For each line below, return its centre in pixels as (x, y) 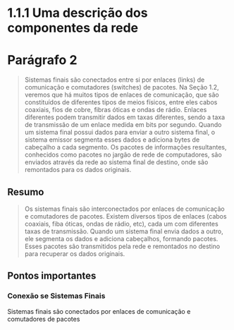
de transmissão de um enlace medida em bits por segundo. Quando (123, 125)
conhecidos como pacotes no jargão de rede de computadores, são (123, 155)
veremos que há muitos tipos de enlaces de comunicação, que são (122, 95)
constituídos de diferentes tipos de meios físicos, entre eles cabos (121, 102)
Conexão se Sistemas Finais (56, 296)
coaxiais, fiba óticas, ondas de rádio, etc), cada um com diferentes (121, 224)
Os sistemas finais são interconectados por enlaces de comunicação (124, 209)
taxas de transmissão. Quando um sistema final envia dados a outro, (124, 231)
